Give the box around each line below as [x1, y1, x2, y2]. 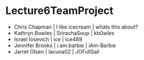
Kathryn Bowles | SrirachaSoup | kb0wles [13, 29, 115, 36]
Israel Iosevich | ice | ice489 [13, 36, 83, 43]
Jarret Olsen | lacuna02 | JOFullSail [13, 48, 100, 55]
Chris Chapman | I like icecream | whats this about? [13, 23, 138, 30]
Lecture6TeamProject [5, 4, 114, 17]
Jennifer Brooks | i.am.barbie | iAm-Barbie [13, 42, 116, 49]
